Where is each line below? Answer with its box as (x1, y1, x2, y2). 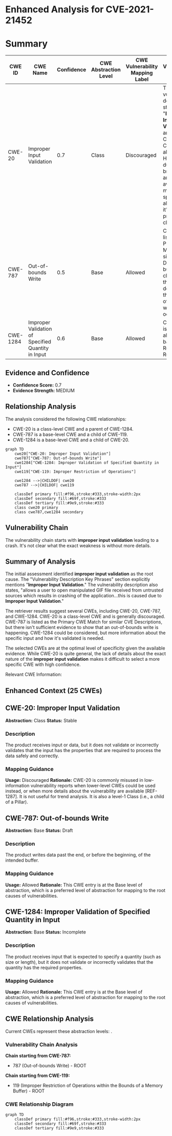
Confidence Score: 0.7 (12, 382, 62, 388)
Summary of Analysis (5, 557, 76, 566)
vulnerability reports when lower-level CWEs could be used (30, 783, 156, 789)
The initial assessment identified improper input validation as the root (5, 571, 154, 577)
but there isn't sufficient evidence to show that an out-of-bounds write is (5, 624, 159, 631)
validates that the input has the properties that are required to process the (5, 747, 161, 753)
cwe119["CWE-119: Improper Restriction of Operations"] (14, 469, 137, 474)
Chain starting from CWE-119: (5, 1072, 70, 1079)
